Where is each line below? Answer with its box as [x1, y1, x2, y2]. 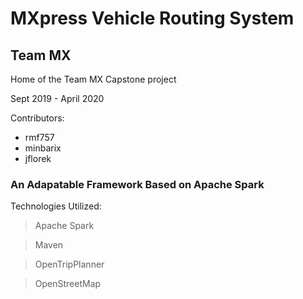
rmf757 [24, 132, 55, 143]
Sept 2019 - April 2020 [10, 93, 105, 104]
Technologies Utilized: [10, 200, 102, 212]
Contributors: [10, 112, 65, 124]
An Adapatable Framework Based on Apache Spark [10, 177, 265, 191]
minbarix [24, 142, 62, 154]
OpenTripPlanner [34, 258, 105, 271]
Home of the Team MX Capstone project [10, 73, 177, 85]
